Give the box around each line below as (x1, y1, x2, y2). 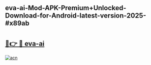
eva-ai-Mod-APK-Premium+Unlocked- (5, 4, 126, 12)
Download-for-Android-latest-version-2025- (5, 12, 147, 20)
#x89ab (5, 19, 30, 27)
